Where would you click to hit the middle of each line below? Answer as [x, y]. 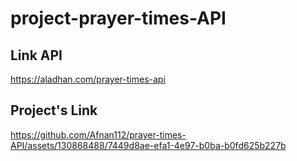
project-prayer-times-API [118, 18]
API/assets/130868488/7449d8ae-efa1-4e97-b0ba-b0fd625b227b [148, 145]
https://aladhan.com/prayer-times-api [88, 79]
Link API [36, 55]
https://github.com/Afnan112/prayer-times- [98, 134]
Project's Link [54, 110]
